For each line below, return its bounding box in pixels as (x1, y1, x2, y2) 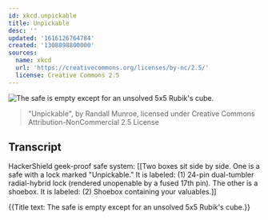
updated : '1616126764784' (8, 34, 94, 42)
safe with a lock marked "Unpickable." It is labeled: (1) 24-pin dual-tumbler (8, 170, 254, 180)
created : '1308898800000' (8, 42, 94, 50)
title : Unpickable (8, 19, 70, 27)
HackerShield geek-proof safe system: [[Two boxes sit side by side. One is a (8, 162, 260, 171)
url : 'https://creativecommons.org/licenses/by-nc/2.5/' (15, 64, 210, 72)
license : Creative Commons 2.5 (15, 71, 120, 79)
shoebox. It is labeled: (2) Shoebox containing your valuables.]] (8, 187, 217, 197)
